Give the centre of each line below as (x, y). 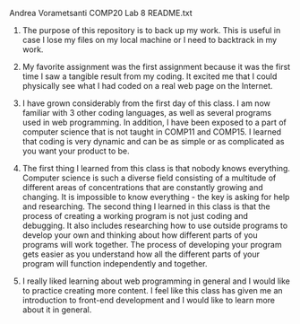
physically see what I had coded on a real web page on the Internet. (147, 86)
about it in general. (57, 310)
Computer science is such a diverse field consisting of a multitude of (149, 178)
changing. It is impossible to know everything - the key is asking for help (156, 197)
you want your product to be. (76, 151)
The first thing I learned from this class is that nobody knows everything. (156, 168)
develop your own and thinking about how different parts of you (140, 235)
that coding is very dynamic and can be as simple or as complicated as (153, 141)
